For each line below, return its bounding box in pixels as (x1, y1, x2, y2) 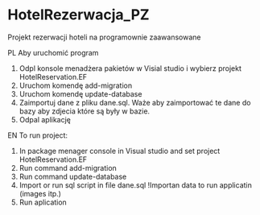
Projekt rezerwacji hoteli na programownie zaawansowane (7, 32, 201, 42)
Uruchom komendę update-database (19, 89, 142, 98)
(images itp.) (19, 188, 62, 198)
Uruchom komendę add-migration (19, 81, 133, 90)
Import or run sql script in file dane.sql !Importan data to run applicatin (19, 180, 253, 190)
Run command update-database (19, 172, 127, 181)
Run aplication (19, 197, 68, 207)
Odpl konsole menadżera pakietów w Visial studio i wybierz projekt (19, 63, 242, 73)
